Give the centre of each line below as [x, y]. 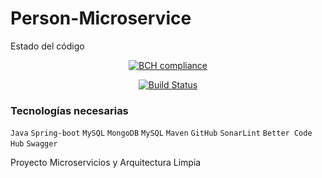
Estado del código [47, 46]
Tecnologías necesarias [69, 110]
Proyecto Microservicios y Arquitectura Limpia [106, 163]
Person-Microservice [101, 18]
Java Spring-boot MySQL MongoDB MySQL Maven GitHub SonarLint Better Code [161, 133]
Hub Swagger [34, 144]
